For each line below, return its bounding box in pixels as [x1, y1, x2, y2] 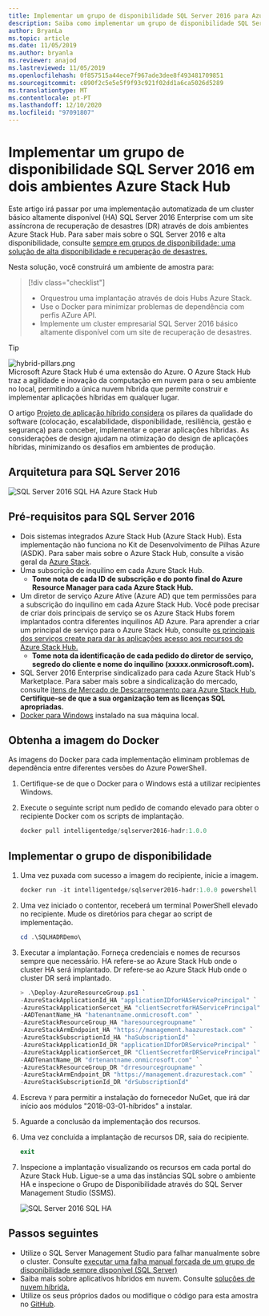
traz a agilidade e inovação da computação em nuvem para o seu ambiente [8, 375, 257, 385]
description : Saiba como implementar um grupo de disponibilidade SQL [8, 19, 249, 27]
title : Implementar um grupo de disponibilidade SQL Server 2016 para [8, 11, 249, 20]
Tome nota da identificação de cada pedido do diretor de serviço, [31, 651, 254, 660]
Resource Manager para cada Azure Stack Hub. [31, 583, 194, 592]
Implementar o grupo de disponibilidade [8, 849, 212, 863]
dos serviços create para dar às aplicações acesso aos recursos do [19, 633, 243, 643]
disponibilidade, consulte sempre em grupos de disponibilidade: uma [8, 238, 236, 247]
